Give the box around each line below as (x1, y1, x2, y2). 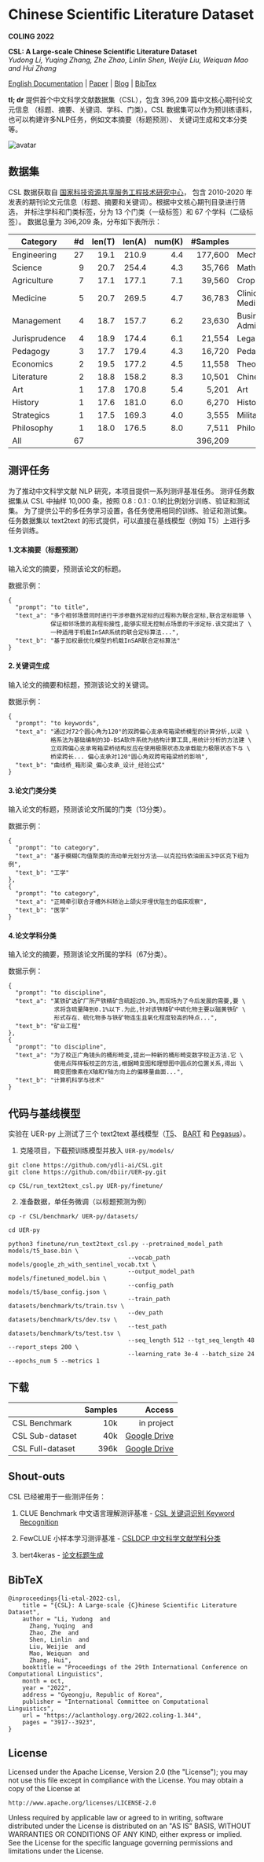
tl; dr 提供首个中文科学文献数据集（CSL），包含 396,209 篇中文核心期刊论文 (8, 94, 253, 104)
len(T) (91, 236, 115, 247)
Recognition (19, 1517, 59, 1527)
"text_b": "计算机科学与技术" (15, 1076, 104, 1085)
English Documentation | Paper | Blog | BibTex (8, 79, 157, 88)
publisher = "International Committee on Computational (22, 1698, 210, 1705)
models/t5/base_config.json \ (8, 1289, 108, 1296)
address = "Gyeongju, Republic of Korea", (22, 1691, 163, 1698)
